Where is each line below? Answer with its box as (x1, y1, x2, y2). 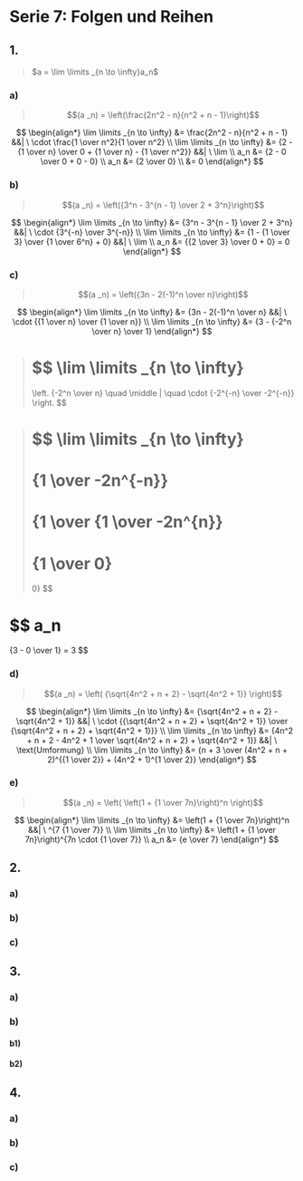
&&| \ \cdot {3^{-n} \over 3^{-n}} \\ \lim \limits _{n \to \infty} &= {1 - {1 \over (13, 227, 291, 237)
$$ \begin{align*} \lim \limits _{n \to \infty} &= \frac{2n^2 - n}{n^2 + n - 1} (15, 127, 289, 138)
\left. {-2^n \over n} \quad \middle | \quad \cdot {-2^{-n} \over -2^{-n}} (31, 387, 295, 398)
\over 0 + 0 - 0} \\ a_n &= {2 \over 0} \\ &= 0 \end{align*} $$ (40, 156, 264, 167)
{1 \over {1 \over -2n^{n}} (31, 512, 223, 532)
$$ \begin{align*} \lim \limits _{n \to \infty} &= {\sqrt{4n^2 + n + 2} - (25, 705, 279, 717)
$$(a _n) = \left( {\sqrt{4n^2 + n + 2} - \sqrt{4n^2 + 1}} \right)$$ (43, 688, 283, 699)
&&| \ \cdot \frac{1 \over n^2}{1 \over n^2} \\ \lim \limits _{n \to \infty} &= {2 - (11, 137, 293, 148)
